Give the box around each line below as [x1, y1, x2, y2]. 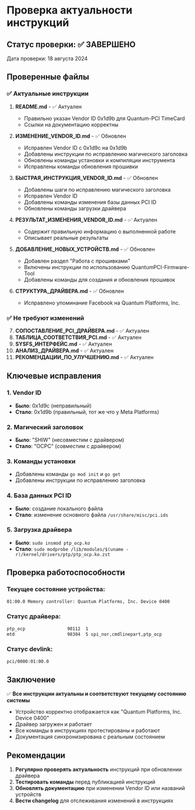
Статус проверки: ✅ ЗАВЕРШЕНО [6, 39, 136, 49]
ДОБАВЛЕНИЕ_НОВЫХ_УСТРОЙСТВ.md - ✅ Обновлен [15, 245, 155, 253]
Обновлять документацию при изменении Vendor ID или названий [15, 785, 186, 792]
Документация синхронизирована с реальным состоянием [15, 733, 165, 741]
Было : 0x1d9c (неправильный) [15, 402, 92, 409]
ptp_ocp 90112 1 [6, 625, 89, 632]
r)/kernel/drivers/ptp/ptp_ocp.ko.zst [15, 551, 110, 557]
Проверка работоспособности [6, 568, 125, 578]
